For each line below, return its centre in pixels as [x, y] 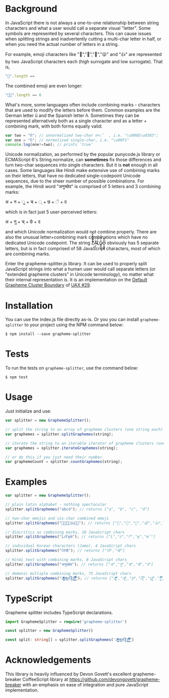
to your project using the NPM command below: [74, 325]
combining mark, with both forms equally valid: [54, 126]
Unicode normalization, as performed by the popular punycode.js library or [83, 154]
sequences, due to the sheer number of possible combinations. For [75, 181]
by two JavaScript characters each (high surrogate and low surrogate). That [84, 62]
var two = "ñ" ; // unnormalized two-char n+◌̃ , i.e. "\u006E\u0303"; [82, 135]
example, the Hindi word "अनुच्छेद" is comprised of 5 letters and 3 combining [83, 187]
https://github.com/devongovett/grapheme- [114, 679]
